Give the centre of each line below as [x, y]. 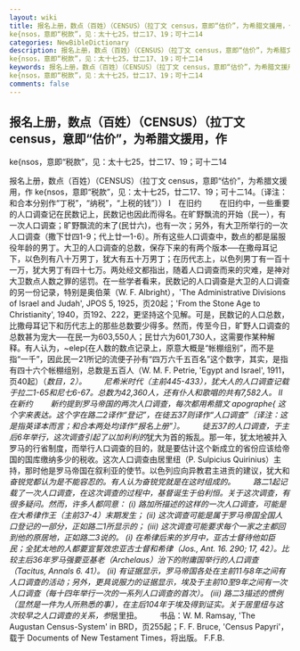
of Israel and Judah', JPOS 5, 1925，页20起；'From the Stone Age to [135, 303]
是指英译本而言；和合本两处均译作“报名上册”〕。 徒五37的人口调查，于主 [149, 426]
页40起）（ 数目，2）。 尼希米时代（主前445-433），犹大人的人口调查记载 [149, 382]
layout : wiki [33, 17]
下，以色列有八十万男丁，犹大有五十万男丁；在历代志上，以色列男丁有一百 [146, 259]
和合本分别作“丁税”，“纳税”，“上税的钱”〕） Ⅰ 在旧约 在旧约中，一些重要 [150, 203]
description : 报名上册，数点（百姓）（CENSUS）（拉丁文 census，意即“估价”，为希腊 [148, 51]
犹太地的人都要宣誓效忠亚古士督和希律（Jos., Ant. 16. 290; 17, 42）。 [157, 548]
